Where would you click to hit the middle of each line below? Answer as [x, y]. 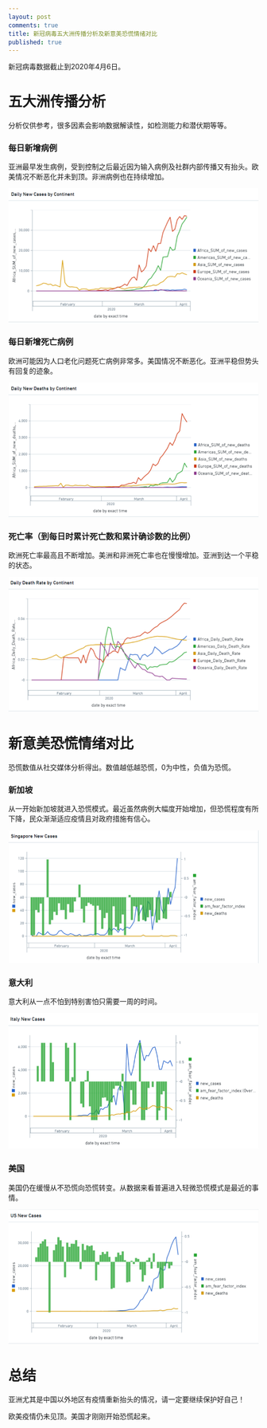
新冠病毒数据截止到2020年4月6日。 [67, 67]
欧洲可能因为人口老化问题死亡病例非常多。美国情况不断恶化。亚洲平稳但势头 [133, 361]
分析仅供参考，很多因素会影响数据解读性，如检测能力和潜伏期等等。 [120, 126]
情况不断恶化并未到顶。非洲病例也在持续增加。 [91, 177]
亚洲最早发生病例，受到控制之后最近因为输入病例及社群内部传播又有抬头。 [130, 167]
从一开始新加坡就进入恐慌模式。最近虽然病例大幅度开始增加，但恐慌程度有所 [133, 808]
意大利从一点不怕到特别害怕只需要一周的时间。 [85, 1001]
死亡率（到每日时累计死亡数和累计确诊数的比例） [102, 536]
